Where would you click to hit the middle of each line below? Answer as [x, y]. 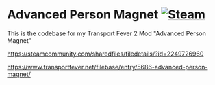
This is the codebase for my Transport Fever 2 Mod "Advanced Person [107, 33]
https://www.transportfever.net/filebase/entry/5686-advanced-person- [107, 67]
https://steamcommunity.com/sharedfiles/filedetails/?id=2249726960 [105, 54]
